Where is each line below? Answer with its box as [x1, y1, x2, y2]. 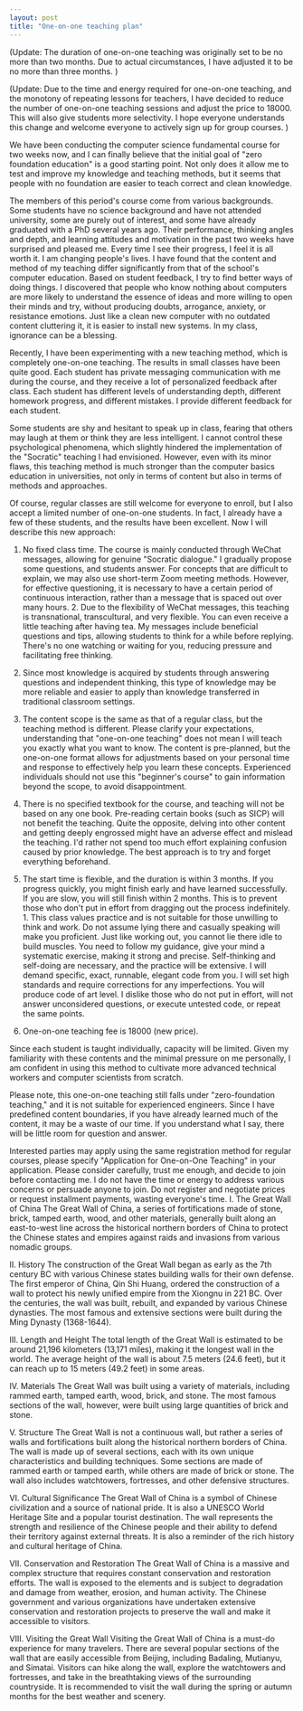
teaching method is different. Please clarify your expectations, [22, 723, 255, 733]
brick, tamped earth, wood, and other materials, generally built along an [9, 1213, 277, 1224]
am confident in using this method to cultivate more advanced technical [9, 1062, 277, 1073]
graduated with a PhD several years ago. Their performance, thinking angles [9, 223, 294, 235]
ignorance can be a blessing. [9, 329, 118, 340]
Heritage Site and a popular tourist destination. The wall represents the [9, 1511, 273, 1522]
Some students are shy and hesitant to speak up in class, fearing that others [9, 422, 293, 433]
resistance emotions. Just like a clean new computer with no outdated [9, 310, 270, 321]
